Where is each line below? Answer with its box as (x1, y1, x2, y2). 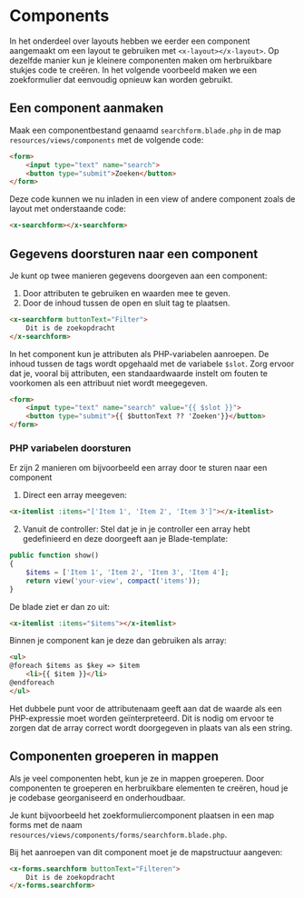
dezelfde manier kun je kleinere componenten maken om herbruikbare (9, 55, 272, 65)
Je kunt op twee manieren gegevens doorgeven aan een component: (9, 270, 268, 281)
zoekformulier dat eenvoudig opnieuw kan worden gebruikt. (9, 74, 233, 85)
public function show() (9, 551, 100, 560)
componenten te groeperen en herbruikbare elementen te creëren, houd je (9, 783, 289, 793)
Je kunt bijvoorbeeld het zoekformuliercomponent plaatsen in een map (9, 810, 275, 821)
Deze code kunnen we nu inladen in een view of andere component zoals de (9, 194, 296, 205)
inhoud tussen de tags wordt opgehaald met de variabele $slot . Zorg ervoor (9, 358, 295, 369)
